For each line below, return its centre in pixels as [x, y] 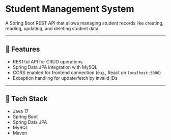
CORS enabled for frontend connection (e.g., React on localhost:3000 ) [87, 73]
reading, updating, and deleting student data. [53, 28]
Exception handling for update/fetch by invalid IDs [65, 78]
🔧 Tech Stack [26, 99]
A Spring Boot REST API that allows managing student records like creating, [84, 23]
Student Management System [70, 9]
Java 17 [21, 111]
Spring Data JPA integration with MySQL [55, 67]
